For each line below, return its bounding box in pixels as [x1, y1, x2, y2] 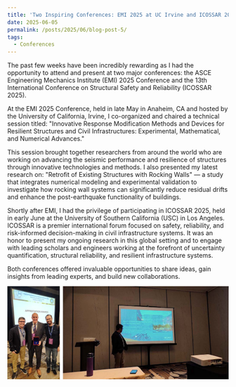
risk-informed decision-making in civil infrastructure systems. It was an [7, 229, 214, 237]
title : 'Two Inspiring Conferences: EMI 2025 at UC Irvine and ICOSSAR [7, 11, 221, 18]
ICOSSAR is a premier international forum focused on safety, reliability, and [7, 221, 224, 230]
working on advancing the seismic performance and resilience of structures [7, 155, 227, 164]
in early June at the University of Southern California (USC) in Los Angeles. [7, 214, 225, 223]
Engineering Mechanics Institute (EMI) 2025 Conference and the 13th [7, 76, 207, 84]
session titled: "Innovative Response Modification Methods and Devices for [7, 119, 225, 128]
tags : [7, 34, 23, 41]
